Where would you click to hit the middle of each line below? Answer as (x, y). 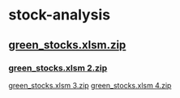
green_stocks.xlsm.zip (67, 45)
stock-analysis (60, 15)
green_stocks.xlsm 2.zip (58, 68)
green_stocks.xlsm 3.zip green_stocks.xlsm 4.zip (90, 85)
